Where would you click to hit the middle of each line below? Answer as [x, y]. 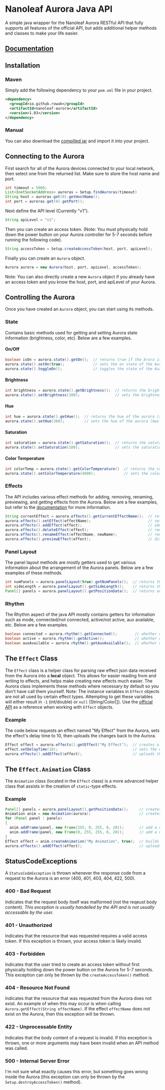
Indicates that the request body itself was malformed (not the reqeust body [81, 902]
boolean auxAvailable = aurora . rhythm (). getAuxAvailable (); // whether [81, 643]
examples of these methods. [34, 573]
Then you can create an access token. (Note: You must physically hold [76, 229]
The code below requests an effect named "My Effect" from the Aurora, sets [82, 730]
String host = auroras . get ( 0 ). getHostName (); [52, 197]
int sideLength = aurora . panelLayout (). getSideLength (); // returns [80, 587]
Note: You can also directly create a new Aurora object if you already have [80, 276]
